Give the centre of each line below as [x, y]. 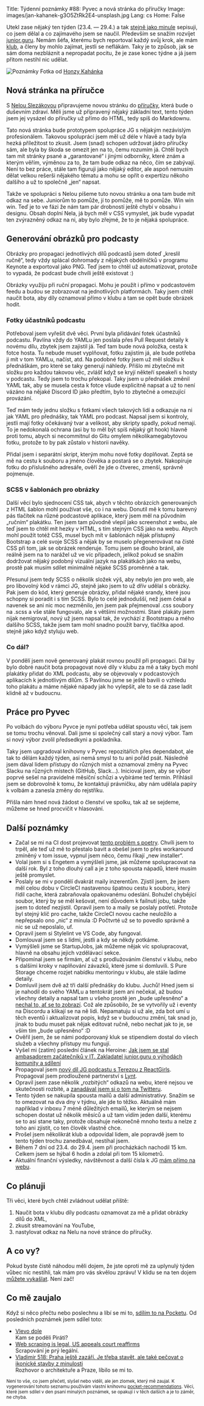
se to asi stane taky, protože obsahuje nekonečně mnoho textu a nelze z [106, 1122]
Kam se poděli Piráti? [41, 1337]
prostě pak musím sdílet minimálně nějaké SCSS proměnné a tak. [88, 568]
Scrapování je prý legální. [47, 1350]
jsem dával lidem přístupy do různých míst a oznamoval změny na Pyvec [97, 765]
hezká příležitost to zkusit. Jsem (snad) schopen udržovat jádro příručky [97, 143]
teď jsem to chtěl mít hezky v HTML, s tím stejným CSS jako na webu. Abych [102, 529]
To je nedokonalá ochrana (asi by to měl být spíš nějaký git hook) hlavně [97, 429]
